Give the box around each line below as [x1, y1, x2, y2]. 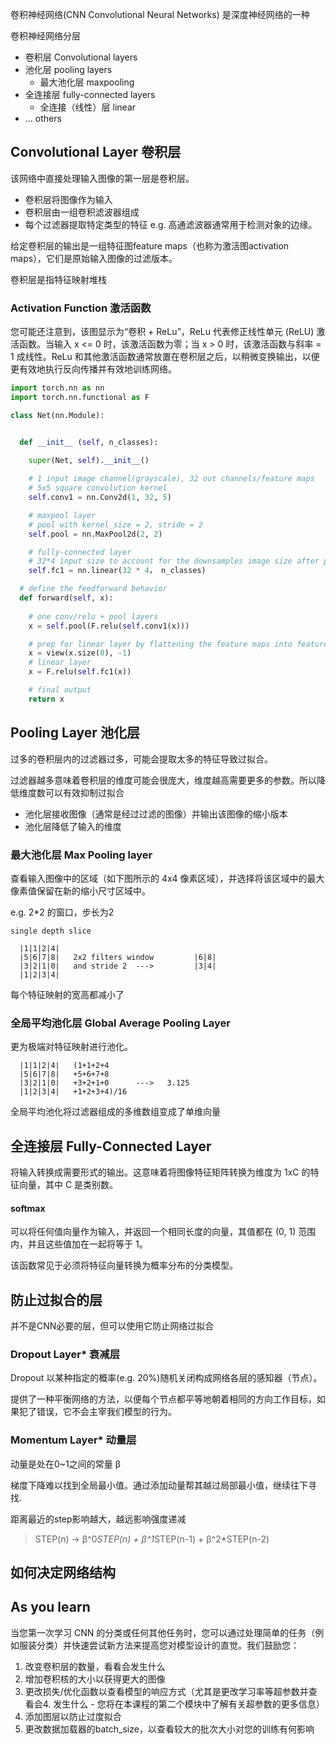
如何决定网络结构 [10, 1564, 116, 1582]
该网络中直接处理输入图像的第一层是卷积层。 [10, 172, 195, 184]
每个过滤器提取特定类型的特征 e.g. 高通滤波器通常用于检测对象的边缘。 [24, 218, 318, 230]
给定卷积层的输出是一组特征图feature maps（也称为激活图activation [10, 239, 290, 252]
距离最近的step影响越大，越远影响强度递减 [10, 1513, 187, 1525]
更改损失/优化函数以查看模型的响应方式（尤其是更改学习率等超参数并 [24, 1685, 309, 1697]
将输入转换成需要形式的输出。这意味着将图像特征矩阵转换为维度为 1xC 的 [10, 1166, 311, 1178]
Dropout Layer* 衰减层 [10, 1348, 121, 1362]
